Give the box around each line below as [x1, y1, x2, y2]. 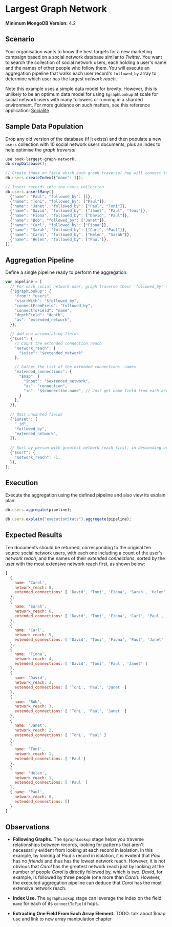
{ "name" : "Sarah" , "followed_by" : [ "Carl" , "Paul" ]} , [10, 227, 127, 232]
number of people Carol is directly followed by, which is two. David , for [12, 869, 163, 875]
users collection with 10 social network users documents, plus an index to [5, 141, 161, 147]
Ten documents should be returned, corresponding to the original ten [5, 544, 152, 550]
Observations [5, 823, 50, 831]
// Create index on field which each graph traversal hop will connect [5, 170, 161, 176]
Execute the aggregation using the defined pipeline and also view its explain [5, 492, 166, 498]
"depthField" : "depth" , [14, 313, 66, 318]
